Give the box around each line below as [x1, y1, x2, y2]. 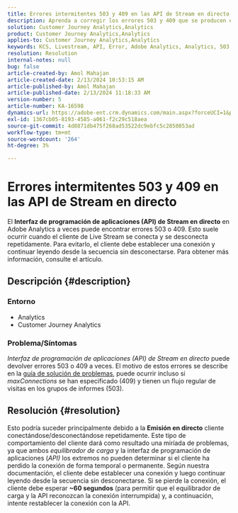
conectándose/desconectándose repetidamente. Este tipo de [7, 431, 186, 439]
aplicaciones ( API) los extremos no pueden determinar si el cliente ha [7, 453, 210, 462]
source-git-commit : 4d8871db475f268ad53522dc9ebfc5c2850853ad [7, 122, 195, 130]
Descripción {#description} [7, 276, 131, 288]
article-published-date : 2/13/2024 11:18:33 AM [7, 89, 151, 96]
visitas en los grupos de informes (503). [7, 384, 124, 393]
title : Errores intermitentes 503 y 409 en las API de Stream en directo [7, 10, 230, 18]
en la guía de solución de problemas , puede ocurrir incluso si [7, 369, 186, 378]
